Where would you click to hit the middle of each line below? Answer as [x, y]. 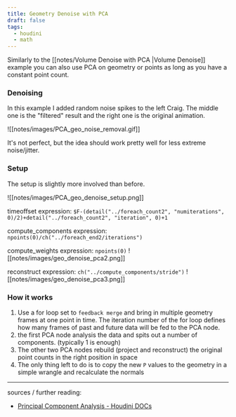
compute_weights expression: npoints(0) [67, 251]
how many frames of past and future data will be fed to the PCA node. [118, 328]
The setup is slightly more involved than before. [76, 184]
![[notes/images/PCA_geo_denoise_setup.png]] [76, 197]
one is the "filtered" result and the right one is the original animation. [106, 116]
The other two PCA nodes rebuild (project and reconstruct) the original [120, 350]
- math [23, 40]
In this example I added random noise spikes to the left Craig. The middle [113, 108]
